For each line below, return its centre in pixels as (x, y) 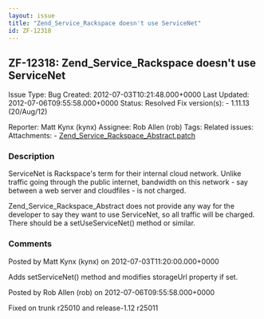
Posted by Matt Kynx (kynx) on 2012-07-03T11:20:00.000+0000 (114, 261)
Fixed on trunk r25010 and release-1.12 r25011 (83, 308)
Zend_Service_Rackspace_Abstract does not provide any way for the (122, 206)
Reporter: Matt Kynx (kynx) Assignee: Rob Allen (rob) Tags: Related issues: (131, 127)
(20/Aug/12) (28, 112)
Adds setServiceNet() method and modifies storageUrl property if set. (123, 277)
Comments (30, 244)
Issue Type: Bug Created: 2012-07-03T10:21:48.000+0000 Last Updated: (129, 95)
